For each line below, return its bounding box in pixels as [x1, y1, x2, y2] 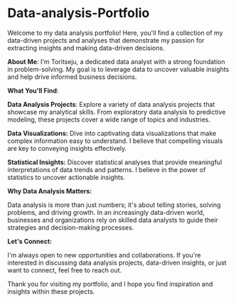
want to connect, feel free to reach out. [7, 265, 122, 275]
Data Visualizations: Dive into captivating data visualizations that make [7, 129, 217, 137]
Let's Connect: [7, 237, 52, 245]
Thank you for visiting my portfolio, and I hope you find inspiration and [7, 280, 213, 288]
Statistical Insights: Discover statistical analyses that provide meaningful [7, 158, 222, 166]
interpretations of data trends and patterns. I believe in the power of [7, 165, 206, 174]
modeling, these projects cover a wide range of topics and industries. [7, 115, 211, 124]
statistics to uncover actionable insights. [7, 173, 126, 181]
